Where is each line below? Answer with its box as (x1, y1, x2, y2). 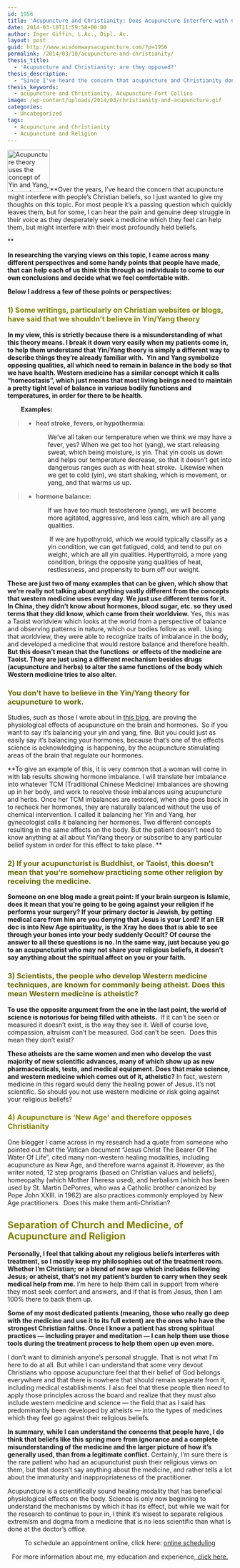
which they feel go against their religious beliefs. (7, 1413, 150, 1422)
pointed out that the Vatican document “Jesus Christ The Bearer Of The (7, 1145, 218, 1154)
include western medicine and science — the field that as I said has (7, 1398, 206, 1407)
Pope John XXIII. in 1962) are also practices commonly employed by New (7, 1190, 224, 1200)
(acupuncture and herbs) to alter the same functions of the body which (7, 662, 223, 671)
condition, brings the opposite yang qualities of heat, (47, 558, 203, 566)
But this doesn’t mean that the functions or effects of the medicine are (7, 647, 222, 655)
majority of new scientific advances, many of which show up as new (7, 1057, 214, 1065)
